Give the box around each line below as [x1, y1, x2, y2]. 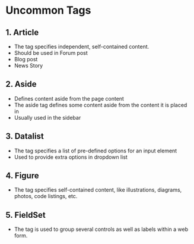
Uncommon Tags [5, 4, 91, 17]
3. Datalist [5, 132, 44, 142]
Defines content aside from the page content [14, 95, 124, 102]
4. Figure [5, 171, 39, 181]
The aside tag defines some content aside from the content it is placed [14, 101, 187, 108]
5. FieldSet [5, 209, 46, 220]
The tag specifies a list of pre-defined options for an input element [14, 147, 177, 154]
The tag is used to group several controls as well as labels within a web [14, 226, 188, 233]
